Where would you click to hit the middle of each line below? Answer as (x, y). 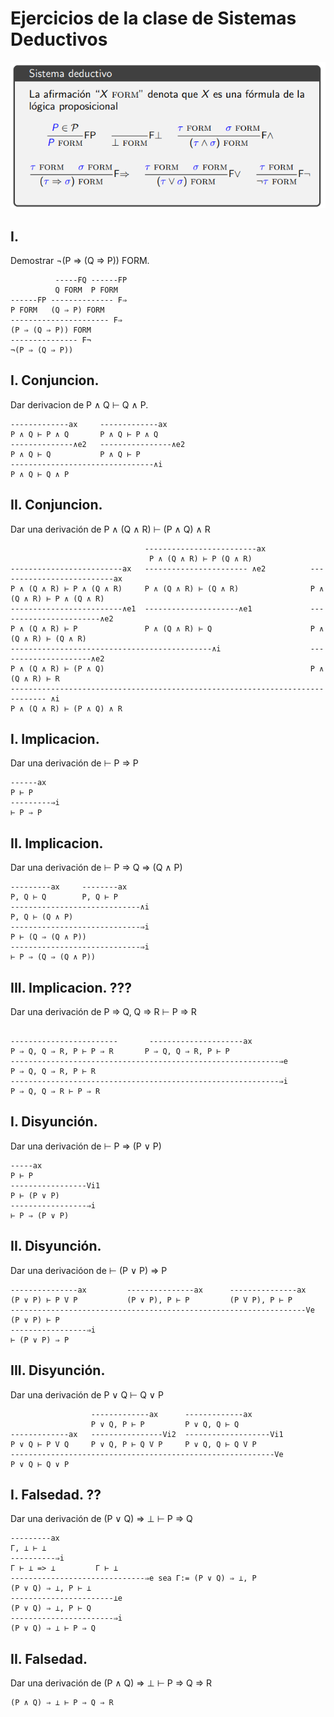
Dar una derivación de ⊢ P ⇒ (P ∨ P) (86, 1146)
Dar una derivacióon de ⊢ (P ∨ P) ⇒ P (89, 1270)
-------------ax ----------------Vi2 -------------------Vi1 (147, 1434)
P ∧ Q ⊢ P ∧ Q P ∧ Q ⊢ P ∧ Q (84, 434)
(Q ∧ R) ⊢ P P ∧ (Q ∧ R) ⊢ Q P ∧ (176, 628)
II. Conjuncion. (56, 505)
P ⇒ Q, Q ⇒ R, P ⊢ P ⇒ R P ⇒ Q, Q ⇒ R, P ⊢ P (120, 1052)
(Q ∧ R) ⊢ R (35, 678)
